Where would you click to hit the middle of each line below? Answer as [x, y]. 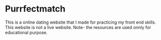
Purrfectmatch [35, 9]
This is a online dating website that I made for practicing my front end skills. [80, 22]
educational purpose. [26, 32]
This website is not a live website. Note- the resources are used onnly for [78, 27]
